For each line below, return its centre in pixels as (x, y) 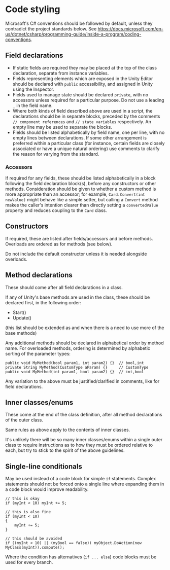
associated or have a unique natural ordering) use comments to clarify (86, 149)
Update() (22, 317)
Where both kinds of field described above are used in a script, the (82, 111)
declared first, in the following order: (43, 302)
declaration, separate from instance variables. (61, 73)
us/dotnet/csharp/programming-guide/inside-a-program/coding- (73, 34)
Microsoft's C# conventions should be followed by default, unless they (79, 23)
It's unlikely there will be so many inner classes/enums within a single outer (84, 440)
